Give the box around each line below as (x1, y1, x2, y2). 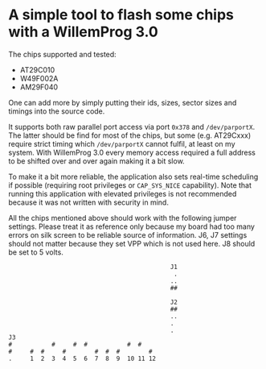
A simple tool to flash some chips (8, 6, 235, 24)
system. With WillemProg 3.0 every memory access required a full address (8, 147, 256, 157)
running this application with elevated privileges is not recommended (8, 189, 237, 198)
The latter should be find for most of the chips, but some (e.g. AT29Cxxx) (8, 131, 252, 140)
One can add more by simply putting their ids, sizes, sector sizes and (8, 97, 237, 107)
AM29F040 (19, 82, 59, 92)
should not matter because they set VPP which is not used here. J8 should (8, 238, 256, 248)
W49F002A (19, 73, 59, 83)
